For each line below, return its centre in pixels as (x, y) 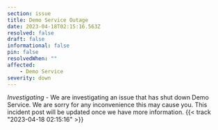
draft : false (26, 39)
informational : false (39, 46)
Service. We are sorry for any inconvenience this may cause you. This (107, 105)
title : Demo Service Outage (48, 20)
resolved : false (31, 33)
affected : (22, 65)
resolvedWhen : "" (32, 59)
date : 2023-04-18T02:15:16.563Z (54, 26)
